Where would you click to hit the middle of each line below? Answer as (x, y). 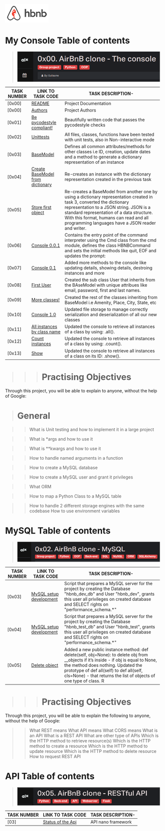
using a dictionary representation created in (109, 197)
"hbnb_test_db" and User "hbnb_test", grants (110, 627)
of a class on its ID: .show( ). (93, 356)
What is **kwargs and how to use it (65, 448)
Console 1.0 (44, 314)
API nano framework (111, 822)
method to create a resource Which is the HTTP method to (89, 746)
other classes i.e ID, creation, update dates (108, 152)
